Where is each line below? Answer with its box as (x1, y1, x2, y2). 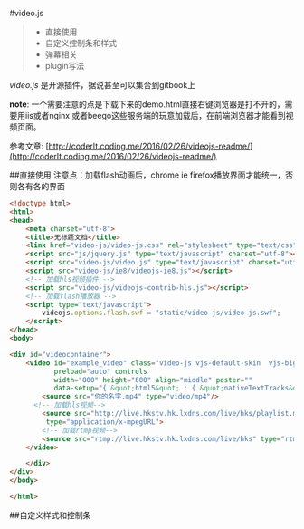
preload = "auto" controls (53, 367, 147, 376)
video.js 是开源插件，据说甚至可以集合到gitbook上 (9, 80, 196, 90)
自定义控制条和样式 (44, 38, 118, 48)
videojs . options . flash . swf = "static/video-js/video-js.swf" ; (42, 308, 281, 318)
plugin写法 (44, 61, 85, 71)
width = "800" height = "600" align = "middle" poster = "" (53, 375, 253, 384)
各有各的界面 (16, 181, 65, 191)
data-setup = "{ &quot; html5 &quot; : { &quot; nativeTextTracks (53, 384, 290, 393)
